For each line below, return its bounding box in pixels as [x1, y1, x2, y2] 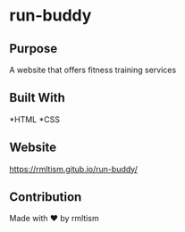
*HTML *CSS [9, 113, 61, 125]
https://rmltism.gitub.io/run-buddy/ [9, 163, 139, 174]
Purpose [9, 41, 58, 56]
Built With [9, 90, 65, 105]
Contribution [9, 189, 82, 205]
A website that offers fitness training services [9, 64, 177, 75]
